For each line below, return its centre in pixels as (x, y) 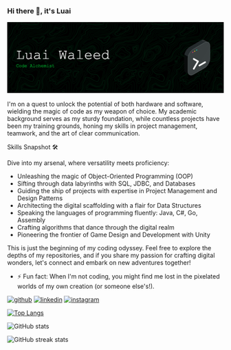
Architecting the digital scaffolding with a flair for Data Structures (109, 206)
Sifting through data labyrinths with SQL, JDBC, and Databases (106, 184)
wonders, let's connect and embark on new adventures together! (99, 263)
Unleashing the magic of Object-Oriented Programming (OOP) (105, 176)
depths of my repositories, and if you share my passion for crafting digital (111, 255)
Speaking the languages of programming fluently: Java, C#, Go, (107, 213)
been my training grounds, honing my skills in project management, (102, 126)
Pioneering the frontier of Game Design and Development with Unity (114, 235)
